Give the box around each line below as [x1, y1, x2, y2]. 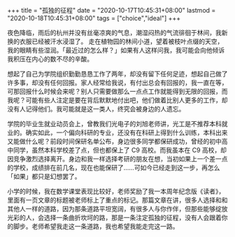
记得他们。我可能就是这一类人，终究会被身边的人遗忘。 [25, 104, 185, 113]
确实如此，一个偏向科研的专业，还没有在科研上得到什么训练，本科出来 [25, 128, 228, 137]
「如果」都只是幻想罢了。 [7, 172, 81, 180]
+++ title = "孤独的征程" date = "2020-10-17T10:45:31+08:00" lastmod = [7, 6, 216, 14]
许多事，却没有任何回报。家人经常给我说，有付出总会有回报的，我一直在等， [7, 79, 228, 86]
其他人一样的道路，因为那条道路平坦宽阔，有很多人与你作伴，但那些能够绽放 [7, 205, 228, 212]
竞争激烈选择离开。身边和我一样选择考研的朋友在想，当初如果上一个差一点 [13, 155, 228, 163]
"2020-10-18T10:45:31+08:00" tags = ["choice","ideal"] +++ [7, 14, 180, 22]
